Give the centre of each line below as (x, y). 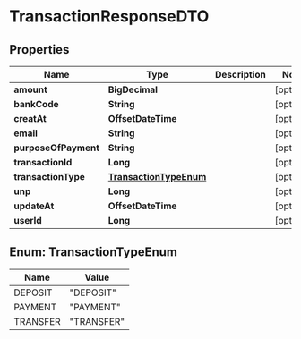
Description (240, 75)
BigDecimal (133, 89)
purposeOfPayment (57, 148)
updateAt (34, 206)
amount (30, 89)
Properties (39, 50)
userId (28, 220)
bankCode (37, 104)
